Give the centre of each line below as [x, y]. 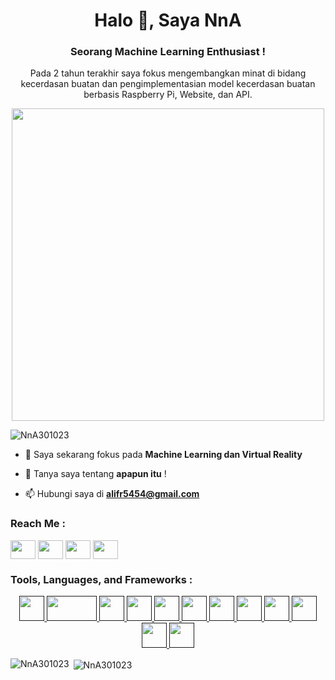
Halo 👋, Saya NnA [168, 20]
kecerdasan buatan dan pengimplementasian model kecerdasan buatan [168, 84]
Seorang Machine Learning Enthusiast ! [168, 52]
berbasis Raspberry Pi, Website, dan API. [168, 95]
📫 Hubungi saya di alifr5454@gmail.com [112, 494]
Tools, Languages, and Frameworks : [101, 579]
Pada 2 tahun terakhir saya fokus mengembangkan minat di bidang [168, 73]
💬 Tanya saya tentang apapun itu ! [95, 474]
